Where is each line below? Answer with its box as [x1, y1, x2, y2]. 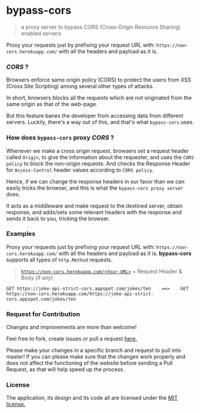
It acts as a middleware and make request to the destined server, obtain [6, 202, 183, 209]
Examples [6, 230, 36, 238]
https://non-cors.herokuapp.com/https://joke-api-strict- [6, 291, 154, 297]
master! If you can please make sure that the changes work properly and [6, 353, 186, 360]
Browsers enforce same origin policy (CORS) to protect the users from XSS [6, 76, 192, 84]
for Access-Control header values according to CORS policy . [6, 166, 154, 174]
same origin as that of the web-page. [6, 101, 98, 108]
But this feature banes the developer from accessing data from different [6, 112, 184, 120]
